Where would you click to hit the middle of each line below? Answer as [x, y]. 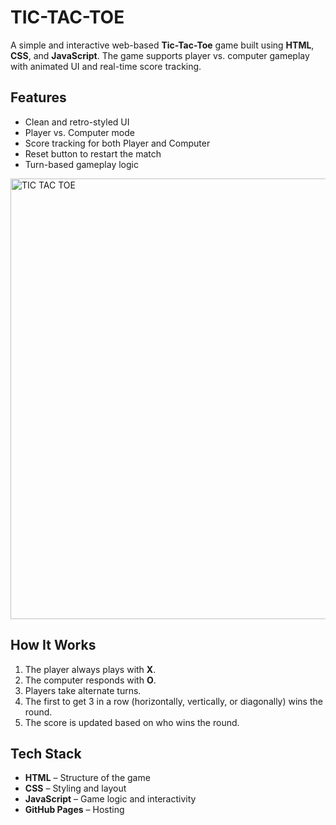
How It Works [53, 645]
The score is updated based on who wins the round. [132, 722]
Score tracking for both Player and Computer [117, 143]
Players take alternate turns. [83, 690]
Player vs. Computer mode [79, 132]
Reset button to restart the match [93, 153]
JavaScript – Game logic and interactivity [110, 799]
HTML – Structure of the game [87, 778]
